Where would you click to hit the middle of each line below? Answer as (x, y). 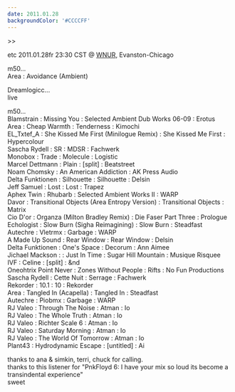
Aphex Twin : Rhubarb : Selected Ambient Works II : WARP (93, 194)
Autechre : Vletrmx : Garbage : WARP (62, 232)
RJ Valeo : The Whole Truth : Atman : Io (65, 315)
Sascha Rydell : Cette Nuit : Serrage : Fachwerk (77, 277)
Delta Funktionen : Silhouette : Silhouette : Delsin (79, 179)
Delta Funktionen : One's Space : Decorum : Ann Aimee (88, 247)
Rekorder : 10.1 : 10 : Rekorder (51, 285)
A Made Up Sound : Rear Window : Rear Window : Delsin (90, 240)
